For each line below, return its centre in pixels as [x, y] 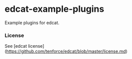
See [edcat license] [25, 46]
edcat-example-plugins [55, 9]
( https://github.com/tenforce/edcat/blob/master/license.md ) [66, 51]
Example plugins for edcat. [32, 23]
